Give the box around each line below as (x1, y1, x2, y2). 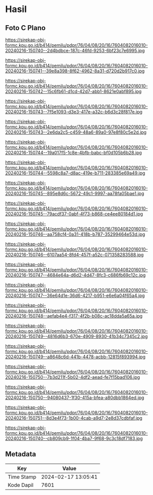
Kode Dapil (8, 481, 34, 488)
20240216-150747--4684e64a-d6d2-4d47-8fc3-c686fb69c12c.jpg (5, 272, 146, 278)
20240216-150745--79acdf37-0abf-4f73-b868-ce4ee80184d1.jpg (5, 211, 143, 217)
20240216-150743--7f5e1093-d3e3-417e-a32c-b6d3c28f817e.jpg (5, 109, 142, 115)
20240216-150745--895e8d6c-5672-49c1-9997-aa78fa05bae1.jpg (5, 190, 144, 196)
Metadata (5, 450, 36, 458)
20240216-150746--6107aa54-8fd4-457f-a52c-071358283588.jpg (5, 252, 144, 257)
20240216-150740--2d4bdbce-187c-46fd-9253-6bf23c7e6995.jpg (5, 48, 145, 53)
